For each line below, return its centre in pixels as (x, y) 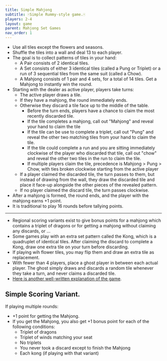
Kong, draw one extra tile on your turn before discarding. (71, 247)
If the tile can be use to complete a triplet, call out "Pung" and (90, 132)
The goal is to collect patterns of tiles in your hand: (64, 58)
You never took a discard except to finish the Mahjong (75, 348)
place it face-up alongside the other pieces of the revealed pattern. (88, 185)
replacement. (26, 258)
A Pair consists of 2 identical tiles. (54, 63)
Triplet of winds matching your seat (56, 337)
